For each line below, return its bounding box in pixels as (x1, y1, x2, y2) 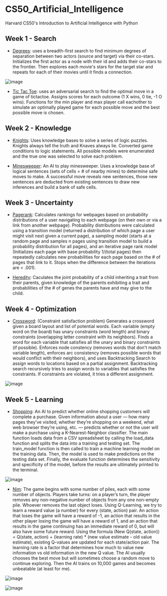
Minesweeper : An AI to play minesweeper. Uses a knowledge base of (12, 163, 155, 169)
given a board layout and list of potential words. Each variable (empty (12, 323, 155, 329)
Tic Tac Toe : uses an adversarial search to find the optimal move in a (12, 88, 154, 94)
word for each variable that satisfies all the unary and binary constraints (12, 339, 161, 345)
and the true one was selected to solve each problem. (12, 153, 123, 159)
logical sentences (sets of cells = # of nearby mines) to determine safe (12, 168, 158, 174)
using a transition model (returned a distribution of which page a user (12, 228, 156, 234)
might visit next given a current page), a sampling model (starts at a (12, 233, 152, 239)
